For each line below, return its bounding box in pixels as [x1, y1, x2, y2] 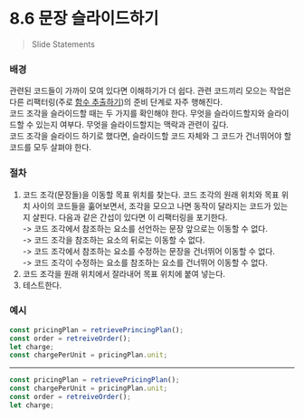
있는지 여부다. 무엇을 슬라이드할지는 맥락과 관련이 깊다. [35, 119, 229, 130]
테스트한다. [22, 280, 62, 290]
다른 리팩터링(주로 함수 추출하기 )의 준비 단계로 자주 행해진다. [9, 97, 223, 108]
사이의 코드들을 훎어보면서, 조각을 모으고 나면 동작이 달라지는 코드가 [32, 200, 271, 211]
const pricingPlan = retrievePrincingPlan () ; [9, 325, 184, 335]
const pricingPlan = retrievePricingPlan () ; [9, 376, 180, 385]
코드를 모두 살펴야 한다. [9, 142, 92, 153]
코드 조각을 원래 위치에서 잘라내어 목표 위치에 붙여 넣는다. [22, 268, 226, 279]
